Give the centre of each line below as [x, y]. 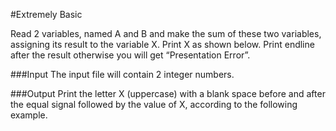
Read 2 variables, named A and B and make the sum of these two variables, [166, 33]
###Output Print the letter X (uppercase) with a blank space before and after [168, 93]
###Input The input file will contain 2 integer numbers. [122, 74]
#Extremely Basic [46, 14]
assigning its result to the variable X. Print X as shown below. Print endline [162, 44]
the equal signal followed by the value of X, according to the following [154, 104]
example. [29, 115]
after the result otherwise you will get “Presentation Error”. [130, 55]
